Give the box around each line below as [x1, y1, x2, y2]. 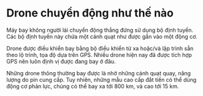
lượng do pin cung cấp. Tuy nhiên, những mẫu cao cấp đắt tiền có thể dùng [6, 76, 197, 83]
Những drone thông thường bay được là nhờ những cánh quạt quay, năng [6, 69, 191, 76]
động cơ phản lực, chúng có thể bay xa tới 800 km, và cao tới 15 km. [6, 83, 179, 90]
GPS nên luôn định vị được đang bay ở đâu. [6, 57, 116, 65]
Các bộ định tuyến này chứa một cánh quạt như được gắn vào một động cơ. [6, 32, 197, 40]
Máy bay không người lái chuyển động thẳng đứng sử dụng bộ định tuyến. [6, 26, 193, 34]
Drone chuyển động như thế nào [6, 6, 174, 20]
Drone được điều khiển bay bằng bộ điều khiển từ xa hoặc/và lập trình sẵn [6, 45, 194, 52]
